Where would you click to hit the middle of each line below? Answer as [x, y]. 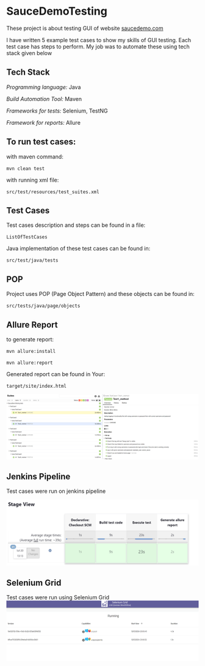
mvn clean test [26, 168]
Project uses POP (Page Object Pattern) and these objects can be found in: [101, 294]
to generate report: [30, 339]
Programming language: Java [44, 87]
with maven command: [35, 157]
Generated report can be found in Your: [56, 374]
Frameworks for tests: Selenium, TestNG [57, 111]
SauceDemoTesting [57, 11]
